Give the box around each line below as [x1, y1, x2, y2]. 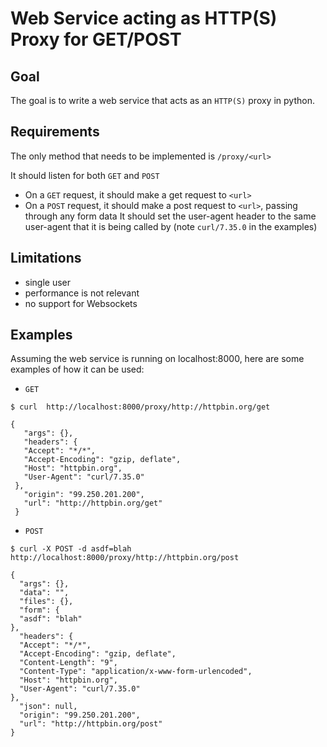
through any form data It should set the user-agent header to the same [24, 210, 317, 222]
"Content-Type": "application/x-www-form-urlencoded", [19, 667, 253, 677]
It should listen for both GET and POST [10, 169, 160, 181]
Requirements [10, 123, 100, 141]
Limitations [10, 250, 82, 267]
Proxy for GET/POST [10, 28, 182, 51]
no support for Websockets [24, 297, 138, 309]
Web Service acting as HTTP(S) [10, 7, 278, 30]
